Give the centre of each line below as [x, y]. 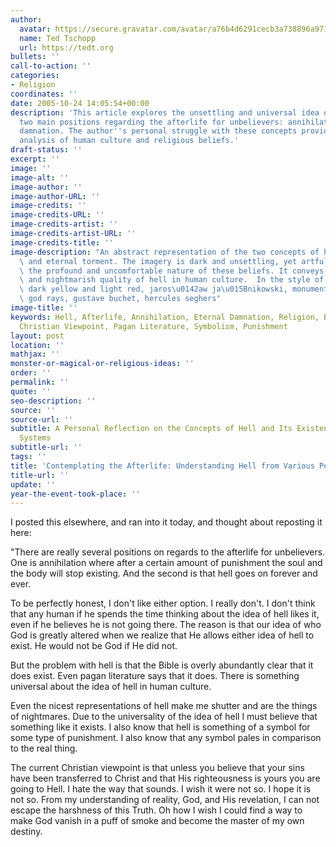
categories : [35, 76]
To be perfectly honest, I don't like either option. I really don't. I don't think [163, 603]
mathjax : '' [35, 354]
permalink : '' [40, 382]
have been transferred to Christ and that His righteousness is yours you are [165, 778]
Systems [35, 438]
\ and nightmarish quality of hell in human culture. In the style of [172, 280]
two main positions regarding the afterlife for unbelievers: [151, 122]
